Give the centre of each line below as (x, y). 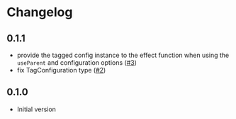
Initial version (36, 109)
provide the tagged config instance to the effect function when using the (123, 55)
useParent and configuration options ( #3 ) (77, 63)
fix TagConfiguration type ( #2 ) (61, 70)
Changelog (40, 12)
